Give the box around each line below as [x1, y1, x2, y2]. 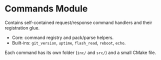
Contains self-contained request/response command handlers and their [4, 19, 152, 25]
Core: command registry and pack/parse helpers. [11, 34, 114, 40]
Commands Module [4, 3, 88, 14]
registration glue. [4, 24, 40, 30]
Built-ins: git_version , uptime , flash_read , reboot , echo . [11, 39, 126, 45]
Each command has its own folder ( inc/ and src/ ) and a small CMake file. [4, 49, 156, 55]
